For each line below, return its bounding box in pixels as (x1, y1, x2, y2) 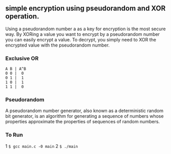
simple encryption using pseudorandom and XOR (5, 4, 166, 13)
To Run (5, 131, 23, 139)
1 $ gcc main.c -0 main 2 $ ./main (5, 143, 78, 149)
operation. (5, 12, 39, 21)
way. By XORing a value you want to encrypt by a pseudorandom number (5, 31, 160, 37)
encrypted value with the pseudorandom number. (5, 42, 110, 48)
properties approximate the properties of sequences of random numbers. (5, 119, 160, 125)
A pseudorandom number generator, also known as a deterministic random (5, 107, 164, 114)
